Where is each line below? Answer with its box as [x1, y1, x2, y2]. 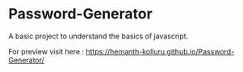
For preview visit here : [8, 46, 85, 56]
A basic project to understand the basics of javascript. [8, 31, 189, 41]
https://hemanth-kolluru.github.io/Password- [86, 46, 235, 56]
